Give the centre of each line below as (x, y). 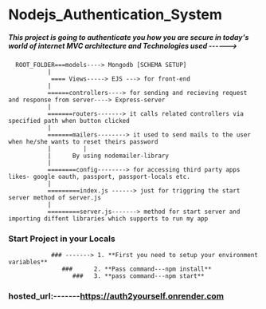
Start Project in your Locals (62, 239)
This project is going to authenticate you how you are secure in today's (129, 37)
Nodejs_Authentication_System (115, 15)
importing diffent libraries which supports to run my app (108, 219)
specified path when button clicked (69, 121)
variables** (28, 262)
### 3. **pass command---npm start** (138, 276)
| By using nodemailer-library (108, 156)
